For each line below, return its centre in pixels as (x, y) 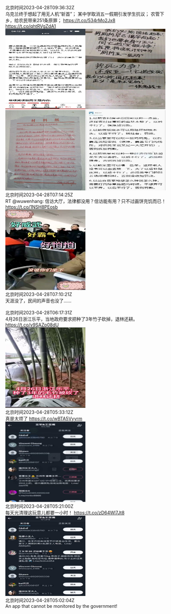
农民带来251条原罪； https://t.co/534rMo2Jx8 (67, 20)
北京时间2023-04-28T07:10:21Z (39, 294)
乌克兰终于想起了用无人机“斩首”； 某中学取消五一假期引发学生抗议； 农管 (83, 14)
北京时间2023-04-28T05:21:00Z (39, 506)
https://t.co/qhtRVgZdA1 (31, 26)
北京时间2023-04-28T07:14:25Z (39, 195)
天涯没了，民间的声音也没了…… (38, 301)
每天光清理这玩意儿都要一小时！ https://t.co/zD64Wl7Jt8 (65, 513)
